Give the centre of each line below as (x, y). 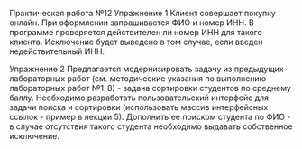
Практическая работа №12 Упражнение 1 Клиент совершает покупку (143, 13)
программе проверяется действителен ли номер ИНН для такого (136, 32)
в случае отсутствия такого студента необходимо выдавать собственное (151, 126)
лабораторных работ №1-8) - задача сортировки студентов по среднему (150, 88)
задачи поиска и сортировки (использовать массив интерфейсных (139, 107)
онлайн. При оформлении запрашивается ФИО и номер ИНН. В (132, 23)
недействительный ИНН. (57, 51)
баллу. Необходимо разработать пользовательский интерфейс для (139, 98)
